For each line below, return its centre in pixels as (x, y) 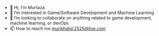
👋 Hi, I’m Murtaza (27, 8)
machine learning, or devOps (39, 23)
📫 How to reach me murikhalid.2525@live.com (58, 28)
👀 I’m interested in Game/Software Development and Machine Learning (82, 13)
